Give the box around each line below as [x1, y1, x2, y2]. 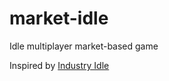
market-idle [9, 7, 109, 30]
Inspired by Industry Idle [9, 59, 110, 71]
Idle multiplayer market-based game [9, 40, 159, 52]
